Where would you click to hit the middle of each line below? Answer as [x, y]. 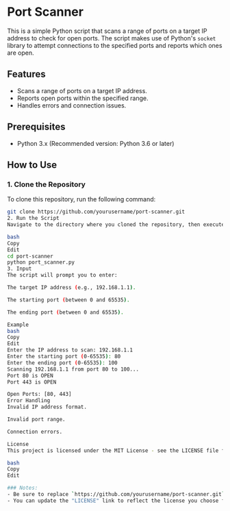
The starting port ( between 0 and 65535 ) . [68, 300]
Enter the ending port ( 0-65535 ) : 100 [62, 363]
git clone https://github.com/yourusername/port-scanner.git [96, 212]
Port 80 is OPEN [30, 375]
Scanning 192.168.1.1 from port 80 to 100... [73, 369]
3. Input [20, 269]
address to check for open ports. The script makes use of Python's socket [112, 38]
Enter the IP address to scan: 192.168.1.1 [70, 350]
